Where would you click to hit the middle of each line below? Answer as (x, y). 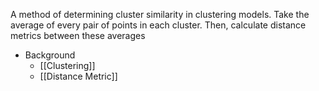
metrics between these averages (78, 35)
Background (50, 55)
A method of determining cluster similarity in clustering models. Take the (160, 14)
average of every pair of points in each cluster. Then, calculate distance (158, 25)
